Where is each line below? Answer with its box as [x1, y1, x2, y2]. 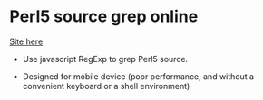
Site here [9, 36, 44, 47]
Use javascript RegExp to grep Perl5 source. [22, 53, 189, 64]
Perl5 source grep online [9, 6, 199, 27]
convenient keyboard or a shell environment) [22, 80, 190, 91]
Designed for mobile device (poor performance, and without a [22, 70, 255, 82]
